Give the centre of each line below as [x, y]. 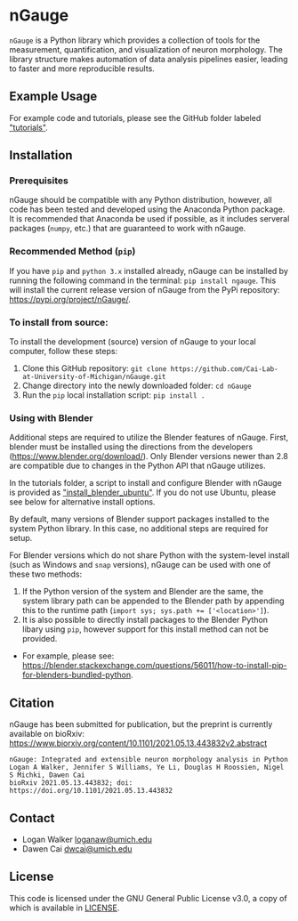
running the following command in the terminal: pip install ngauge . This [143, 280]
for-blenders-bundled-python [77, 675]
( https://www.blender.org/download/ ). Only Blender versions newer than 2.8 [149, 456]
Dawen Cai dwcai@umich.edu [77, 848]
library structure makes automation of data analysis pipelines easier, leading [149, 59]
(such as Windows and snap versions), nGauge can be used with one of [140, 565]
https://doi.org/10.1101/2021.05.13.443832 [91, 791]
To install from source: [59, 322]
